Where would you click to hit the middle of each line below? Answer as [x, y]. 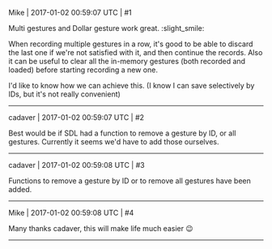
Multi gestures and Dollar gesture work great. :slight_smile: [106, 28]
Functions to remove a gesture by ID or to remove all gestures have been [130, 181]
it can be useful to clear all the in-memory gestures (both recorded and [127, 61]
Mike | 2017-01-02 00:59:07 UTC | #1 [70, 13]
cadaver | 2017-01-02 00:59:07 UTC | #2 [76, 117]
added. [20, 189]
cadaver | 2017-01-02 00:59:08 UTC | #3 [76, 165]
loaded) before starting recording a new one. [83, 70]
